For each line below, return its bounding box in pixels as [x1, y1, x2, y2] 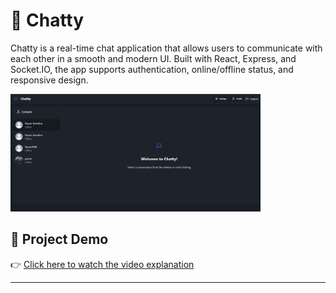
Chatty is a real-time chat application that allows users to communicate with [10, 42, 323, 54]
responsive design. [10, 74, 89, 86]
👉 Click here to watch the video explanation [10, 258, 195, 270]
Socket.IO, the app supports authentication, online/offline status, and [10, 63, 294, 75]
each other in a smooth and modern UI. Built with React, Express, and [10, 52, 297, 64]
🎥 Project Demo [10, 231, 109, 248]
